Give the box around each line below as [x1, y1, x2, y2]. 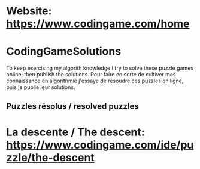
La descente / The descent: [6, 125, 145, 139]
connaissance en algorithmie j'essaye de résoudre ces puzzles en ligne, [6, 77, 184, 85]
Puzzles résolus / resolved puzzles [6, 101, 139, 111]
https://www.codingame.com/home [6, 17, 190, 31]
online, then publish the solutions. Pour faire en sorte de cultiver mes [6, 71, 176, 78]
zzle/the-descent [6, 150, 95, 164]
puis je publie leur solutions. [6, 84, 75, 91]
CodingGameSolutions [6, 45, 122, 58]
